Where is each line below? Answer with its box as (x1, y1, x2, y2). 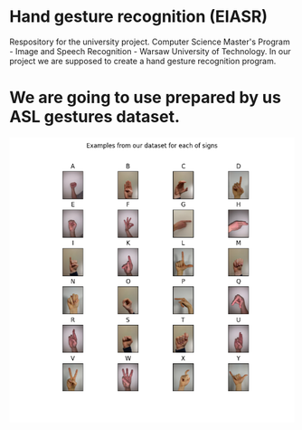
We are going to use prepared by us (9, 88, 282, 108)
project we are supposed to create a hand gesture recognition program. (9, 55, 277, 66)
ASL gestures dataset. (9, 107, 181, 128)
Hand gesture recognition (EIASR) (9, 6, 269, 27)
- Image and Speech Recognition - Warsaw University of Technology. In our (9, 45, 291, 56)
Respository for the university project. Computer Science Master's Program (9, 36, 291, 47)
